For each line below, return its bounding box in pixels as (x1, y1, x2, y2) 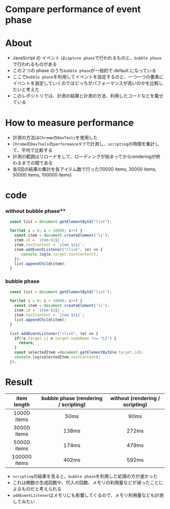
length (14, 401, 30, 408)
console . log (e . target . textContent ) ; (21, 251, 99, 257)
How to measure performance (5, 117, 134, 129)
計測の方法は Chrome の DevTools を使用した (12, 135, 98, 141)
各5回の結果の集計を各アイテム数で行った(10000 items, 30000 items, (12, 166, 157, 173)
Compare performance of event (5, 4, 141, 15)
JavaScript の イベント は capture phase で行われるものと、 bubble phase (12, 55, 162, 61)
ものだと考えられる (21, 486, 62, 492)
